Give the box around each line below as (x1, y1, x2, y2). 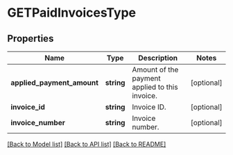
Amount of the (131, 65, 179, 74)
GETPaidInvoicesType (7, 5, 137, 21)
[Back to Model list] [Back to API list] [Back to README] (7, 140, 166, 148)
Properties (7, 33, 54, 44)
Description (138, 54, 178, 63)
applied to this (131, 82, 178, 92)
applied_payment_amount (10, 78, 99, 88)
